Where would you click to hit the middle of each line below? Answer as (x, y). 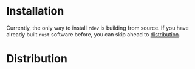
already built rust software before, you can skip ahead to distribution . (93, 34)
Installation (35, 11)
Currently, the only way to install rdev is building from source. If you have (98, 28)
